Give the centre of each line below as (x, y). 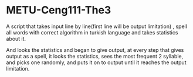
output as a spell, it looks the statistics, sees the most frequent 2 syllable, (95, 56)
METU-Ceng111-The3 (59, 10)
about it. (16, 38)
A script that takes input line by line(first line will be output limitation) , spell (97, 26)
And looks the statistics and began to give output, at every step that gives (95, 50)
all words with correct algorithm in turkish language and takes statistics (92, 32)
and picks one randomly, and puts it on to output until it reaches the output (96, 62)
